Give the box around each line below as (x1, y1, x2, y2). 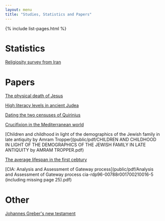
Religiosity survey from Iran (5, 59, 61, 65)
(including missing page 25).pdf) (5, 177, 72, 183)
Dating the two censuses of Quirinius (5, 112, 81, 118)
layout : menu (5, 7, 32, 12)
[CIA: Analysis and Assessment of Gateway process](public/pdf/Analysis (5, 166, 154, 172)
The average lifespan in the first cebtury (5, 157, 87, 163)
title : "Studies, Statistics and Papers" (5, 12, 92, 17)
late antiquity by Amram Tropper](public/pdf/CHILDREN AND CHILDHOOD (5, 137, 157, 143)
